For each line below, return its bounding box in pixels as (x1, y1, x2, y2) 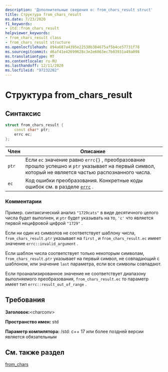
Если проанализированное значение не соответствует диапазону (5, 270, 146, 276)
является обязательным (5, 333, 57, 339)
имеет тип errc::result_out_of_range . (5, 281, 86, 287)
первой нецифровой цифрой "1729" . (5, 220, 83, 226)
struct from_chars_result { (5, 123, 64, 128)
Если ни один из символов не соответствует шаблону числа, (5, 230, 136, 236)
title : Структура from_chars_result (5, 12, 81, 17)
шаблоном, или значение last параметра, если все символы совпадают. (5, 261, 161, 267)
